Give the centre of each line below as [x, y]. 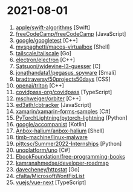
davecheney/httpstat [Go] [47, 169]
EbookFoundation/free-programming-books [70, 156]
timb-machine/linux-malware [52, 137]
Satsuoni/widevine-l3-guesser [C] [58, 66]
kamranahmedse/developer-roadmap [62, 163]
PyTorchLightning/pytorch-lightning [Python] [71, 118]
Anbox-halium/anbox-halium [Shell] [60, 131]
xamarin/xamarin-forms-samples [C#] [63, 111]
